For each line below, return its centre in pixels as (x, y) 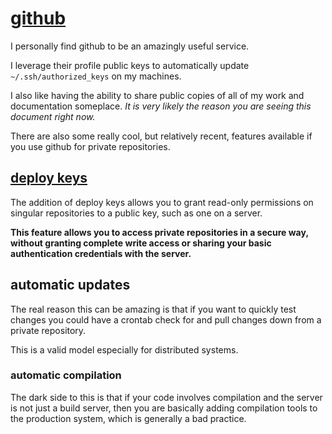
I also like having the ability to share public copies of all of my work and (157, 95)
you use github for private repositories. (90, 146)
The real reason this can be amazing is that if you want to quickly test (153, 309)
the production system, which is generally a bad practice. (128, 418)
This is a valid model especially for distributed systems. (124, 349)
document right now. (53, 116)
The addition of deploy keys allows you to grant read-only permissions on (162, 202)
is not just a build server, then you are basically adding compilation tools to (164, 408)
